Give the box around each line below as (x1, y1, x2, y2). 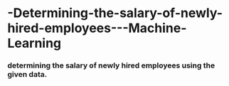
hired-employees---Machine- (7, 20, 187, 36)
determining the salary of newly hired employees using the (7, 60, 215, 70)
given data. (7, 70, 48, 80)
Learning (7, 36, 62, 51)
